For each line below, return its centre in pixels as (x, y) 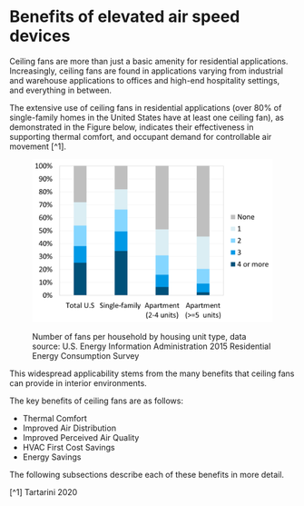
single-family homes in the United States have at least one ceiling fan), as (147, 117)
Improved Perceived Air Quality (81, 438)
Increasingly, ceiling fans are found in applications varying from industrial (147, 71)
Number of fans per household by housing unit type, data (139, 337)
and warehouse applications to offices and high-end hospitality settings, (145, 80)
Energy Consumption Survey (86, 356)
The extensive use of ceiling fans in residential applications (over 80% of (146, 107)
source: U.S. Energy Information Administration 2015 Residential (152, 346)
